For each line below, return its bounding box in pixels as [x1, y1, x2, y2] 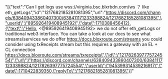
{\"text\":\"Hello [5, 25, 36, 31]
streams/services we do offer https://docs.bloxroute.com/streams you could [5, 36, 162, 42]
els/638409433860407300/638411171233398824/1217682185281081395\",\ [5, 15, 162, 20]
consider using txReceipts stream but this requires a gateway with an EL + [5, 41, 158, 47]
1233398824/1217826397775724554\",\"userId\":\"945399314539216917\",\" [5, 62, 162, 68]
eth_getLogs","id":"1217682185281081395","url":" [5, 9, 106, 15]
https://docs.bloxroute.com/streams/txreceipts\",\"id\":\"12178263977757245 [5, 52, 162, 58]
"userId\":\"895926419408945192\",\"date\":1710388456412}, [5, 20, 131, 26]
